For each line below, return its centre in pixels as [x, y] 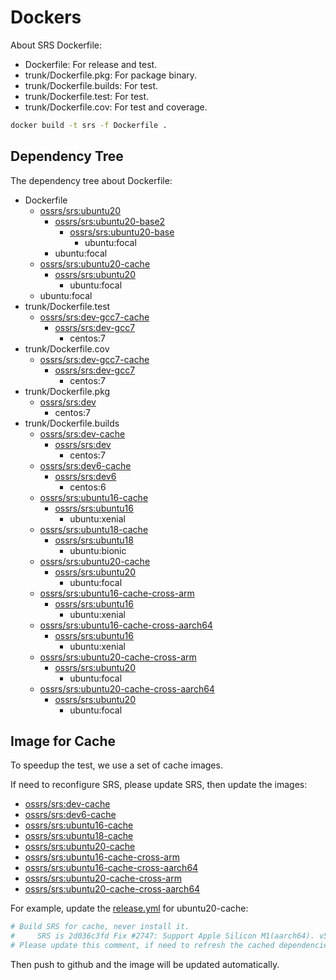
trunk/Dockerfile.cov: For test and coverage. [116, 107]
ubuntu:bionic [98, 550]
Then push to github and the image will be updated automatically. [145, 965]
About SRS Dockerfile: [56, 45]
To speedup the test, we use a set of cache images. [116, 765]
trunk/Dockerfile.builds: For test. [91, 85]
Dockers [46, 17]
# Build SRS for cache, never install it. [100, 927]
